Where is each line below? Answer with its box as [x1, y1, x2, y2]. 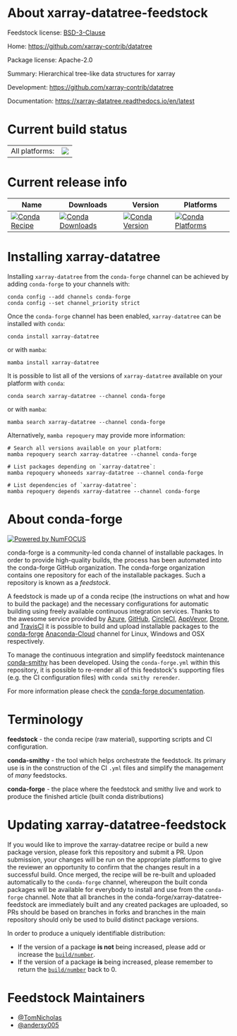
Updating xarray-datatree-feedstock [7, 817, 227, 833]
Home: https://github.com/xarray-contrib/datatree [7, 42, 153, 50]
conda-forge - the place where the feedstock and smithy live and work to [7, 785, 221, 793]
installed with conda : [7, 319, 66, 327]
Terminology [7, 711, 83, 728]
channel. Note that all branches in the [24, 893, 134, 901]
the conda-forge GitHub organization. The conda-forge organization [7, 563, 206, 572]
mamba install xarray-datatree [7, 359, 99, 366]
